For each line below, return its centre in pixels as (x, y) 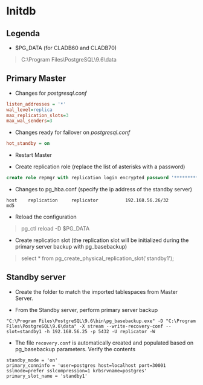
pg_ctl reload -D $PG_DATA (55, 229)
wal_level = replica (29, 110)
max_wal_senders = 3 (29, 121)
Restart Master (34, 155)
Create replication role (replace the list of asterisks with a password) (100, 167)
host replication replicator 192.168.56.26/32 (88, 200)
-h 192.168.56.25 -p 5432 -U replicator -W (100, 331)
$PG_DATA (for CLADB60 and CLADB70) (66, 48)
